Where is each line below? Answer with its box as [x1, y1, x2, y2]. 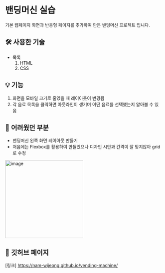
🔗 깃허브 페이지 [5, 248, 49, 257]
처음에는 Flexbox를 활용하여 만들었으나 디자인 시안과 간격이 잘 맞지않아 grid [12, 144, 161, 150]
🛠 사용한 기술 [5, 38, 45, 46]
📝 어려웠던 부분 [5, 123, 49, 132]
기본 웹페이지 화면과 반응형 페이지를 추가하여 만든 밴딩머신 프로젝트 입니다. [5, 22, 151, 28]
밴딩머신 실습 [5, 4, 56, 16]
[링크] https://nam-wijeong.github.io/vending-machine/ [5, 263, 118, 269]
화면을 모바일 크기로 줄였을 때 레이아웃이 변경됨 [12, 95, 105, 101]
